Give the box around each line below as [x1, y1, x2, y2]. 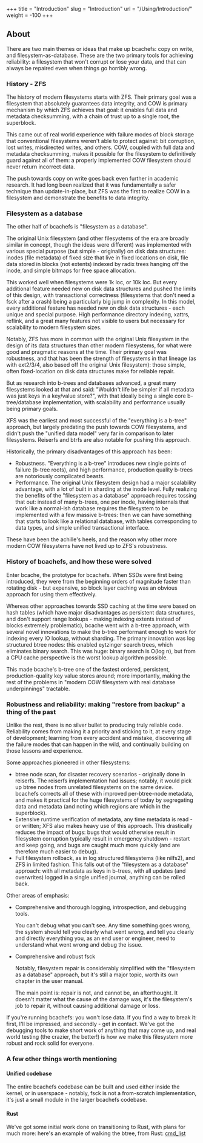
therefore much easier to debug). [15, 848, 98, 855]
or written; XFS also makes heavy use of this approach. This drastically [15, 822, 193, 829]
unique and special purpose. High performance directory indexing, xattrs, [6, 311, 190, 318]
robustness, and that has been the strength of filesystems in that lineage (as [6, 355, 197, 362]
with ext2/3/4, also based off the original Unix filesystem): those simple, [6, 361, 186, 368]
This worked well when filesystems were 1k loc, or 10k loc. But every [6, 279, 178, 286]
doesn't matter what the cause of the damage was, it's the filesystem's [15, 996, 193, 1002]
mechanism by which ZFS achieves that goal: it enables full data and [6, 106, 178, 114]
